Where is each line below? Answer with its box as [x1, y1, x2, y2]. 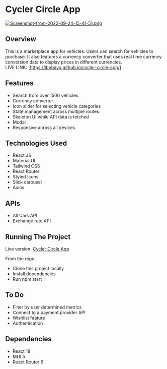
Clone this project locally [12, 266, 64, 271]
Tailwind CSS [12, 163, 40, 169]
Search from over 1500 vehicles [12, 92, 79, 98]
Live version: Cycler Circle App [5, 246, 69, 252]
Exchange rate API [12, 218, 51, 224]
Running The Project [5, 232, 71, 241]
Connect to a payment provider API [12, 309, 86, 316]
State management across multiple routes [12, 108, 99, 114]
